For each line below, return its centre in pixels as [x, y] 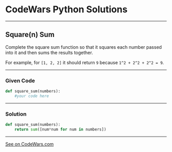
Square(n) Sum [30, 35]
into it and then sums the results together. [49, 52]
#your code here [32, 96]
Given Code [20, 81]
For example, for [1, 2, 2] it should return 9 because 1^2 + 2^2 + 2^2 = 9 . [85, 62]
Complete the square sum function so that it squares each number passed [84, 47]
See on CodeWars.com [29, 144]
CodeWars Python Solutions [67, 9]
